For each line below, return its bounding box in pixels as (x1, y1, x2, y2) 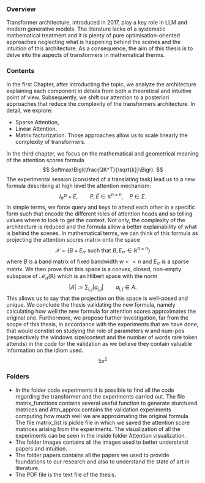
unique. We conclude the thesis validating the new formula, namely (6, 301, 176, 308)
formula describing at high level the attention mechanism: (6, 182, 152, 189)
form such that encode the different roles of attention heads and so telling (6, 210, 193, 217)
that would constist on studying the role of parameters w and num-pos (6, 327, 185, 334)
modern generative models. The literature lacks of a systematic (6, 25, 166, 32)
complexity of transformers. (15, 138, 86, 145)
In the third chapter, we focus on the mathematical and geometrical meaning (6, 149, 199, 157)
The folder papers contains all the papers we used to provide (15, 451, 170, 459)
